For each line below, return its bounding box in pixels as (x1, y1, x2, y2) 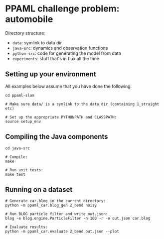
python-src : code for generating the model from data (12, 50, 121, 56)
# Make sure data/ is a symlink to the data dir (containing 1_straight (5, 102, 160, 107)
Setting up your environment (5, 70, 96, 79)
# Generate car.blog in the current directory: (5, 199, 106, 204)
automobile (5, 13, 53, 25)
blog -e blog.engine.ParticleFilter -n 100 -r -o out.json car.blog (5, 216, 151, 221)
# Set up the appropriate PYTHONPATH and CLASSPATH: (5, 115, 117, 119)
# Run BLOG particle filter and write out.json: (5, 212, 108, 217)
